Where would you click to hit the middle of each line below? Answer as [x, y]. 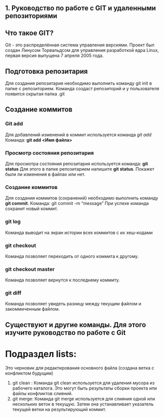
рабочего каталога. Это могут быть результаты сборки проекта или [85, 388]
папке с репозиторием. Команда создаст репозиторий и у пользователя [82, 89]
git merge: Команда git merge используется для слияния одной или [83, 399]
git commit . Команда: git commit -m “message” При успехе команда [77, 204]
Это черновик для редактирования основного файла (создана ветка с [80, 368]
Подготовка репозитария [46, 71]
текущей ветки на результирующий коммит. [59, 409]
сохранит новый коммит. [32, 208]
